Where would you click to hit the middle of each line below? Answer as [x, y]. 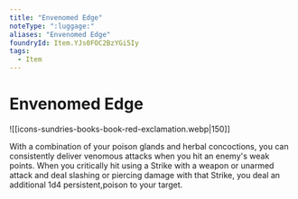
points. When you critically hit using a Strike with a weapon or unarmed [142, 165]
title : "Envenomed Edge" [56, 18]
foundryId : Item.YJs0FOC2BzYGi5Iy [74, 43]
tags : [19, 51]
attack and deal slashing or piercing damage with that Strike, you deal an [145, 175]
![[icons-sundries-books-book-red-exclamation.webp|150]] [120, 129]
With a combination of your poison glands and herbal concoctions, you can [149, 146]
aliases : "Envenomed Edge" [60, 34]
